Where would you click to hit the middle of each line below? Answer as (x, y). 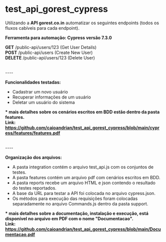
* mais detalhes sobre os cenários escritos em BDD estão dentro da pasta (83, 112)
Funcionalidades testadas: (33, 82)
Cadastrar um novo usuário (40, 92)
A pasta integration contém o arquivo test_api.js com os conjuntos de (83, 167)
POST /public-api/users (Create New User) (49, 52)
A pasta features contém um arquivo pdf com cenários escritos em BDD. (86, 177)
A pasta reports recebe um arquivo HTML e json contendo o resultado (84, 183)
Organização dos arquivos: (33, 157)
